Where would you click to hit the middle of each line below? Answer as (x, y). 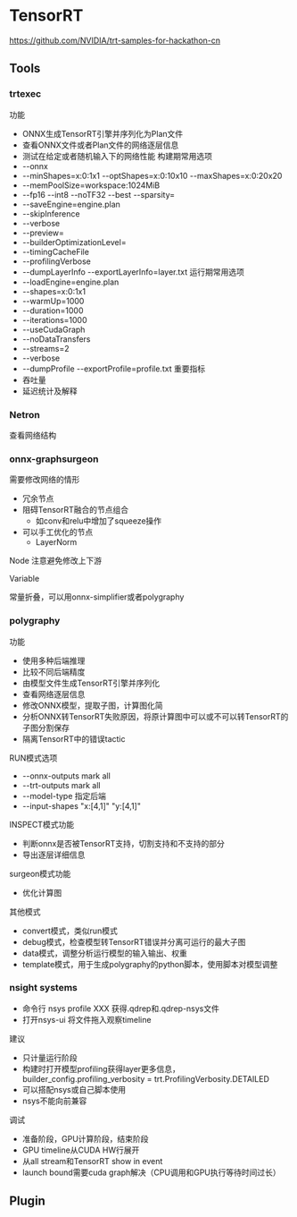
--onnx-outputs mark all (66, 776)
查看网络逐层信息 (54, 694)
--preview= (43, 233)
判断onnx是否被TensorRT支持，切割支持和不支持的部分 (124, 843)
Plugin (28, 1201)
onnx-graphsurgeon (54, 459)
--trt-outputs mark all (61, 785)
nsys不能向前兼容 (54, 1101)
